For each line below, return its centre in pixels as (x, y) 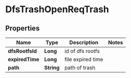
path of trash (80, 68)
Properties (23, 28)
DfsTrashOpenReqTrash (57, 9)
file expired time (84, 59)
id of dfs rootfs (82, 51)
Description (84, 43)
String (52, 68)
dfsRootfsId (23, 51)
